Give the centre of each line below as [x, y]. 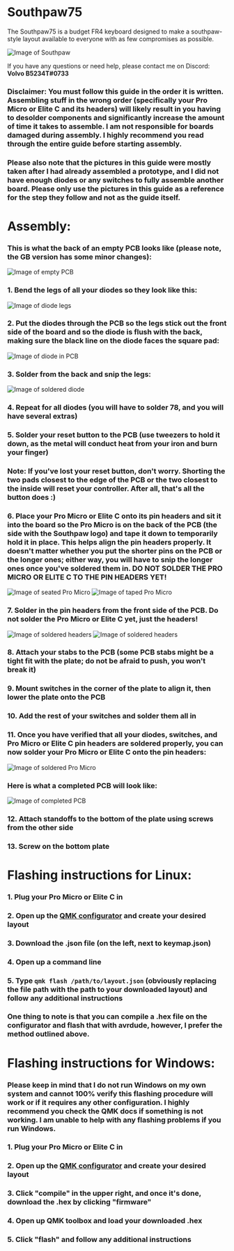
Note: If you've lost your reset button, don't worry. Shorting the [116, 471]
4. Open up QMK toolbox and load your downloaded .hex [105, 1221]
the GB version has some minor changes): [79, 257]
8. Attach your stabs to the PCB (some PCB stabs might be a [110, 652]
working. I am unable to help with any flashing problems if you [114, 1120]
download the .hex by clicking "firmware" [79, 1202]
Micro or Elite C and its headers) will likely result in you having [114, 109]
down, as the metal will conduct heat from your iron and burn [112, 444]
